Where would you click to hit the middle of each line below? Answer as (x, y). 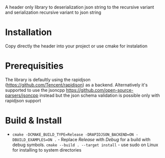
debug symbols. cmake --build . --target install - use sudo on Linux (85, 145)
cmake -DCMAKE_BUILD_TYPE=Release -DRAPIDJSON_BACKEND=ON (73, 135)
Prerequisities (34, 66)
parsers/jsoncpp (22, 95)
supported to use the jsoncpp (35, 90)
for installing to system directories (47, 150)
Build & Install (33, 121)
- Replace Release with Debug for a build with (104, 139)
